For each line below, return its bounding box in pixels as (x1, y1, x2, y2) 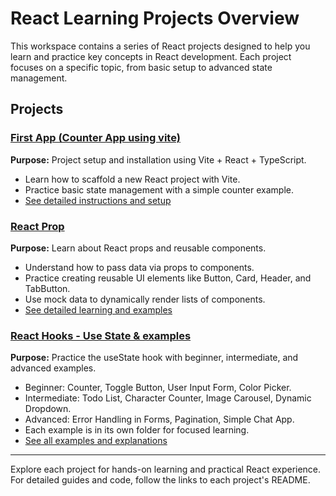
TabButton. (24, 282, 71, 294)
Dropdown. (24, 403, 72, 415)
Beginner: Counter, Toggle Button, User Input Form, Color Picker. (24, 382, 292, 394)
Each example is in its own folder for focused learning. (24, 424, 250, 436)
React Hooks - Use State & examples (10, 328, 192, 342)
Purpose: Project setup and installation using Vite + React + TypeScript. (10, 153, 307, 166)
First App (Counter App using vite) (10, 131, 181, 145)
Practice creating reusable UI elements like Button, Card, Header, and (24, 272, 312, 284)
